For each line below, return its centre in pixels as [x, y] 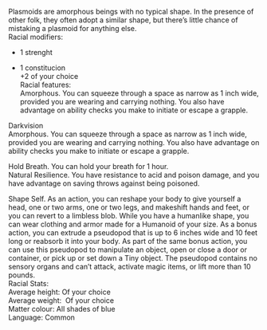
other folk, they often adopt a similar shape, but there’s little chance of [123, 20]
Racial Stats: [29, 283]
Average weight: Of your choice [61, 301]
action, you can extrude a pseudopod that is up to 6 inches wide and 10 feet [133, 233]
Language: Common [42, 317]
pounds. [22, 275]
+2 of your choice [49, 76]
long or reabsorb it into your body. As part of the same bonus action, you [128, 241]
